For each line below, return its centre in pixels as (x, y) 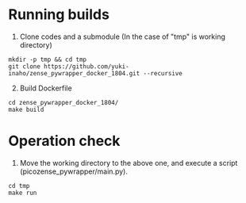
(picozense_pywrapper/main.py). (74, 171)
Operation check (64, 141)
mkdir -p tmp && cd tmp (48, 59)
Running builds (59, 15)
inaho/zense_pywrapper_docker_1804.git (74, 73)
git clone (25, 66)
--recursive (163, 73)
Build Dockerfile (46, 88)
